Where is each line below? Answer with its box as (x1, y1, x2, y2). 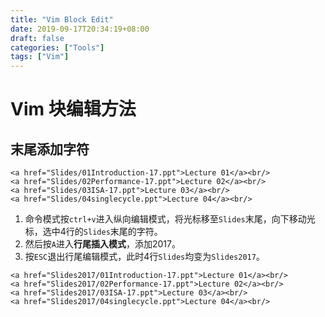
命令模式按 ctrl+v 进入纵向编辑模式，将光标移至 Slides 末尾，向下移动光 (24, 213, 316, 225)
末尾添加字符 (10, 141, 90, 158)
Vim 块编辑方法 (10, 98, 137, 121)
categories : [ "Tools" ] (10, 42, 105, 53)
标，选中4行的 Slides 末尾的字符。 (24, 226, 163, 238)
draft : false (10, 33, 65, 43)
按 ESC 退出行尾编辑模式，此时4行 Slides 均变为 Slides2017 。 (24, 251, 265, 263)
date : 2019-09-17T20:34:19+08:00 (10, 24, 150, 34)
